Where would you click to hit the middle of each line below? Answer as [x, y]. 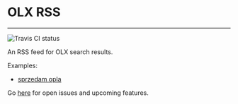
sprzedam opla [39, 79]
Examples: [22, 65]
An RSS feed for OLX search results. [60, 52]
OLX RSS [34, 12]
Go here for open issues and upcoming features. [78, 93]
